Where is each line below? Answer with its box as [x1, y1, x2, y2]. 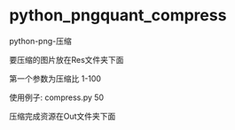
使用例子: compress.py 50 [9, 92, 105, 103]
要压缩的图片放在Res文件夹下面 [9, 54, 124, 65]
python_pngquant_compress [9, 5, 227, 26]
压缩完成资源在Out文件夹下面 [9, 111, 116, 121]
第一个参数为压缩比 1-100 [9, 73, 102, 84]
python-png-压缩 [9, 35, 73, 46]
